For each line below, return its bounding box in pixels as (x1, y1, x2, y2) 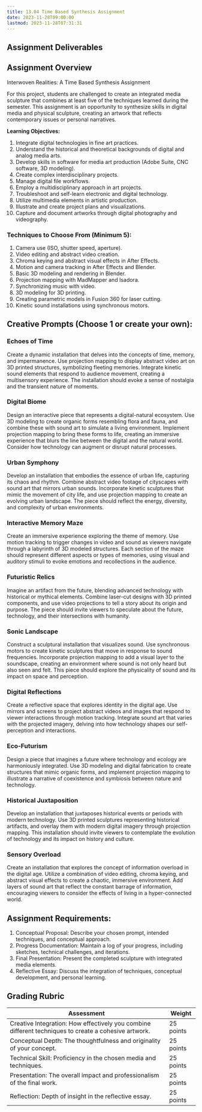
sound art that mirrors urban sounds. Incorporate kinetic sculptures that (7, 485, 185, 492)
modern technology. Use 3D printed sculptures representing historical (7, 816, 180, 823)
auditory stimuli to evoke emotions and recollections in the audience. (7, 558, 177, 565)
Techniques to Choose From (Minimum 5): (7, 231, 132, 239)
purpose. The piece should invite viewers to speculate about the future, (7, 606, 183, 613)
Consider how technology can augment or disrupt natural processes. (7, 443, 177, 451)
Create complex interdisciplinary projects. (15, 171, 119, 178)
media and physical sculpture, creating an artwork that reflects (7, 109, 162, 117)
